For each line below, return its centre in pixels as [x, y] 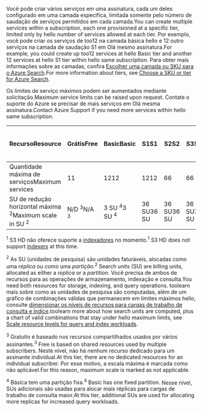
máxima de [25, 174]
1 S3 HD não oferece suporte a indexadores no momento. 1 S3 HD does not [98, 239]
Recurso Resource [35, 144]
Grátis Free [82, 144]
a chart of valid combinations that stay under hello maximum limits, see [94, 318]
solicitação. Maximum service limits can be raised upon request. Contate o [98, 97]
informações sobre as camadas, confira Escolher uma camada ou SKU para [100, 66]
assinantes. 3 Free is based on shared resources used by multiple [87, 344]
